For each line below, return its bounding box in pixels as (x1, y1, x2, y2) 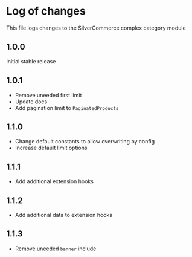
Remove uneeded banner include (14, 245, 97, 252)
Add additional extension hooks (14, 178, 94, 185)
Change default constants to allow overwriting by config (14, 138, 155, 145)
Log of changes (6, 4, 86, 18)
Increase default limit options (14, 144, 88, 152)
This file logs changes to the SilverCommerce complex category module (6, 24, 186, 31)
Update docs (14, 98, 48, 105)
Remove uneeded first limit (14, 91, 82, 99)
